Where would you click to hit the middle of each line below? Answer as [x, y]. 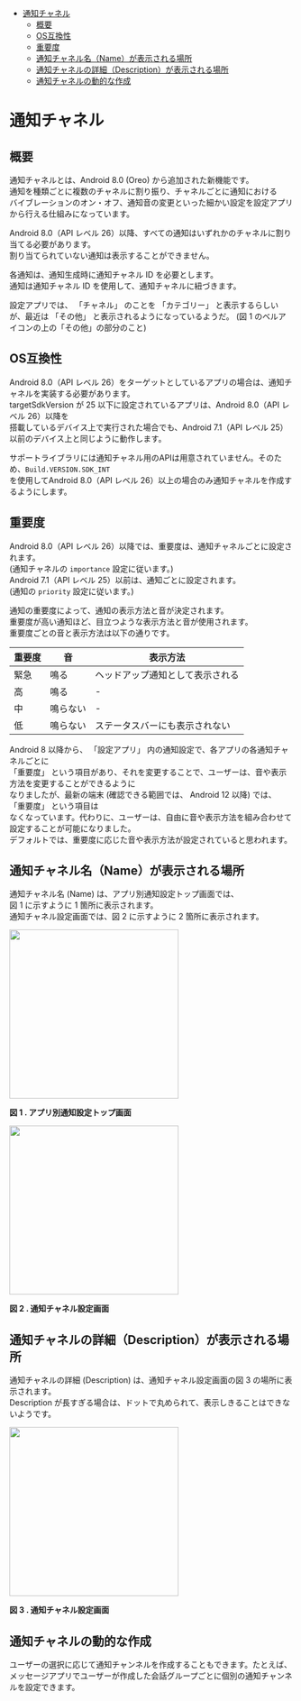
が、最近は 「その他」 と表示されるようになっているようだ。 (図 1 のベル [144, 316]
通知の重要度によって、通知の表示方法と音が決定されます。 [119, 610]
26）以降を [48, 416]
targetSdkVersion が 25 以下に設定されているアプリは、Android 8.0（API [145, 405]
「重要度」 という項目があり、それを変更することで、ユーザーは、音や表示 [148, 772]
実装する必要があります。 [87, 393]
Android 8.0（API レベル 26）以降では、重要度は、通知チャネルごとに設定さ [151, 546]
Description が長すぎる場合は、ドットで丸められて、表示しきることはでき [146, 1403]
